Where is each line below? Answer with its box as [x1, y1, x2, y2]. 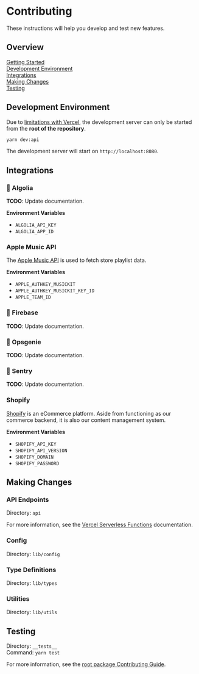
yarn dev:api [6, 136, 40, 143]
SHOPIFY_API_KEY [15, 441, 57, 447]
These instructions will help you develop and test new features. [6, 24, 165, 32]
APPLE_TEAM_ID [15, 294, 51, 300]
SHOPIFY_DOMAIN [15, 454, 54, 460]
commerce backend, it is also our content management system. [6, 416, 166, 424]
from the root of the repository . [6, 125, 86, 132]
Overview [6, 42, 44, 53]
